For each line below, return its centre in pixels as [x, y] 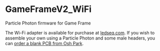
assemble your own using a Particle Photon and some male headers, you [80, 38]
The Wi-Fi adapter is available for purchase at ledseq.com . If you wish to [80, 32]
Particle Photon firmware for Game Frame [48, 23]
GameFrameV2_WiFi [48, 9]
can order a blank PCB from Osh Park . [44, 43]
